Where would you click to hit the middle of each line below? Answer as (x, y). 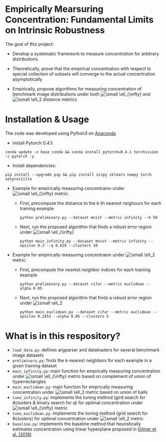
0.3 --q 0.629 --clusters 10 (68, 245)
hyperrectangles (29, 381)
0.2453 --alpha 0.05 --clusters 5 (73, 316)
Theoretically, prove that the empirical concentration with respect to (82, 69)
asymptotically (27, 79)
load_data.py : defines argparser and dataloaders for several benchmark (86, 350)
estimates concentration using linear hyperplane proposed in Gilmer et (84, 429)
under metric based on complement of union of (82, 376)
